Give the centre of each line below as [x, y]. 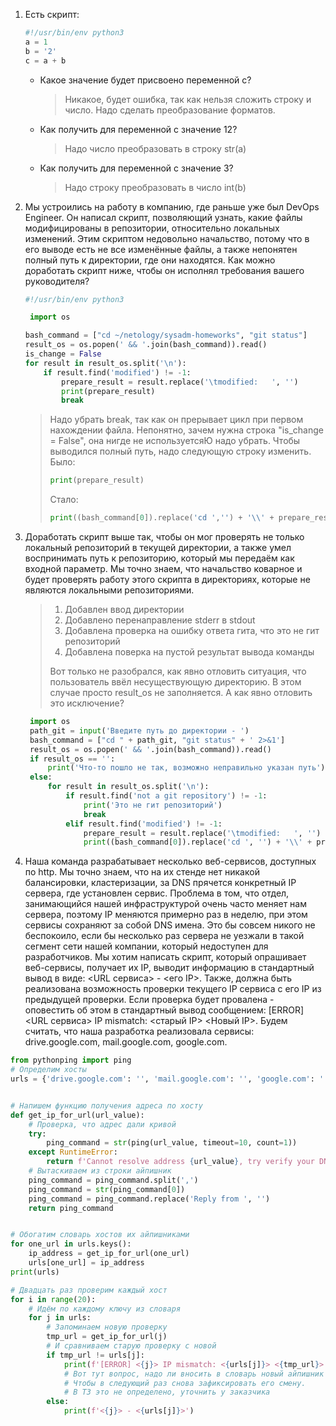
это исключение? [87, 703]
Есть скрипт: [52, 14]
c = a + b [45, 60]
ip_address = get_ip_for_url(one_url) [109, 1254]
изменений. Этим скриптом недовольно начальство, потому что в [167, 238]
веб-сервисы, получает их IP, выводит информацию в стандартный [169, 968]
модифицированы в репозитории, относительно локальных [152, 228]
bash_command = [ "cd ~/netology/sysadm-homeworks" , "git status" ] [166, 335]
